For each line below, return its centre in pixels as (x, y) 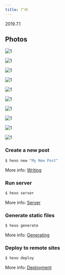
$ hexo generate (22, 226)
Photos (16, 39)
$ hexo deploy (20, 258)
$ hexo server (20, 193)
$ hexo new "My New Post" (32, 160)
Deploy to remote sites (33, 248)
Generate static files (30, 215)
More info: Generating (27, 235)
